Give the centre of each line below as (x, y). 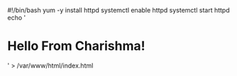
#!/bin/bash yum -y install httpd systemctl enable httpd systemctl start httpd (118, 10)
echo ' (17, 18)
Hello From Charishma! (76, 46)
